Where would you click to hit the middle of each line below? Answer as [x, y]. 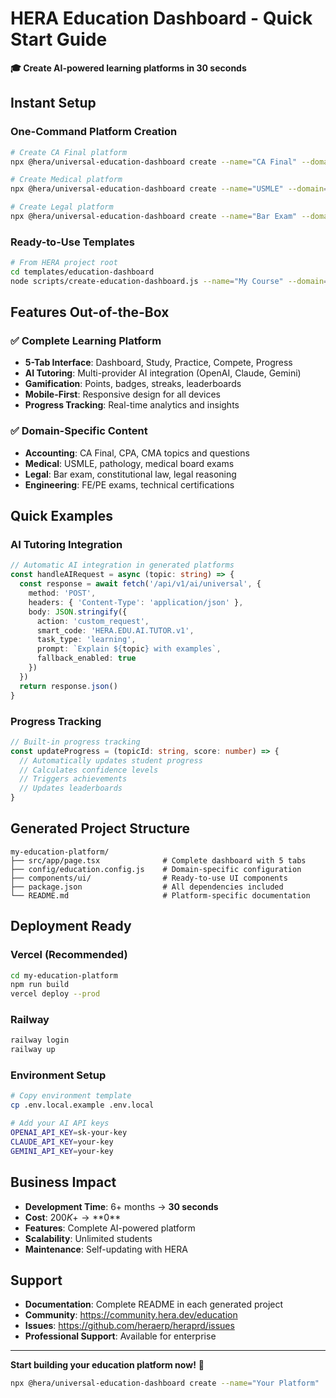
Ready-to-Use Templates [72, 242]
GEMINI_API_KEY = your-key [62, 1151]
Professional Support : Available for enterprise [120, 1336]
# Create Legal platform [62, 207]
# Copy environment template [71, 1096]
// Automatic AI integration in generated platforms [122, 565]
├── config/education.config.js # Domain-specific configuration [156, 869]
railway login [40, 1040]
